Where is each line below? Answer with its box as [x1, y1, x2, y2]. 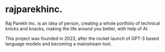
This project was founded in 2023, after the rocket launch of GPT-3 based [5, 35, 159, 41]
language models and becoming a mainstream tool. [5, 40, 112, 46]
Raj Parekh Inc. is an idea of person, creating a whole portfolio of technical [5, 20, 160, 26]
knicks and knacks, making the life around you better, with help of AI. [5, 25, 149, 31]
